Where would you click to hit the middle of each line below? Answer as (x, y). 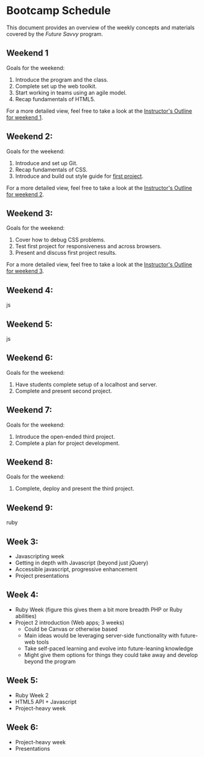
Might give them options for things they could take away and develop (111, 655)
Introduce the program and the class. (62, 79)
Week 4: (23, 595)
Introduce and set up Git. (46, 163)
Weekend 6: (30, 358)
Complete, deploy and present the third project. (75, 489)
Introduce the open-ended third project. (65, 436)
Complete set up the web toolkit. (56, 86)
